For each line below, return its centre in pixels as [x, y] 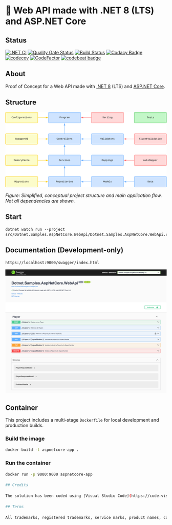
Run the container [28, 463]
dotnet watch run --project [35, 229]
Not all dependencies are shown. [40, 201]
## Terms [15, 507]
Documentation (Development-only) [64, 250]
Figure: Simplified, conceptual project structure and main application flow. [84, 195]
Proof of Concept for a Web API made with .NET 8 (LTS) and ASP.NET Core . [85, 86]
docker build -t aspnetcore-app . [42, 450]
